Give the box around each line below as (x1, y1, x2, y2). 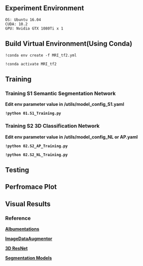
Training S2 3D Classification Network (5, 122, 100, 129)
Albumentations (5, 226, 40, 232)
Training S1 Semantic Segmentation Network (5, 90, 116, 97)
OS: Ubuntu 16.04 (5, 17, 41, 22)
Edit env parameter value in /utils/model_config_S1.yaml (5, 101, 125, 107)
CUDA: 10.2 (5, 21, 28, 26)
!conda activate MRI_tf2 (5, 61, 57, 66)
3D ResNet (5, 246, 28, 252)
